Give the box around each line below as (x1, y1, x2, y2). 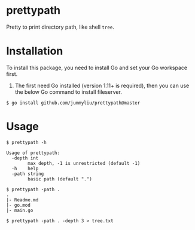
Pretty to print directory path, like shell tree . (6, 23, 115, 30)
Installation (6, 44, 63, 58)
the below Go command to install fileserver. (14, 88, 123, 96)
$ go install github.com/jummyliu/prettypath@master (6, 100, 141, 106)
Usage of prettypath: (6, 150, 60, 156)
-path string (11, 171, 44, 177)
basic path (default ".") (28, 176, 93, 182)
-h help (11, 165, 39, 171)
